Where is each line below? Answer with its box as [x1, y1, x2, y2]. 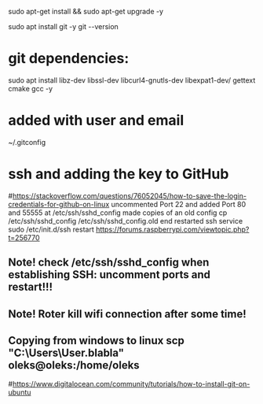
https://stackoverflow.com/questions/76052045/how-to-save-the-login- [12, 191, 247, 200]
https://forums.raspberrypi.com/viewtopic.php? [95, 224, 250, 234]
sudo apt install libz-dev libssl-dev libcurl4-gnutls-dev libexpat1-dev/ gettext [8, 75, 256, 85]
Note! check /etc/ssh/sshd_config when [8, 256, 210, 269]
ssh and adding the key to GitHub [8, 165, 229, 183]
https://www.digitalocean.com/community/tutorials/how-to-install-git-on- [12, 380, 250, 389]
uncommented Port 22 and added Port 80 [111, 199, 247, 209]
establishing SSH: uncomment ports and [8, 268, 210, 282]
